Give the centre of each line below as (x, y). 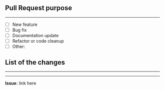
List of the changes (35, 62)
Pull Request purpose (39, 8)
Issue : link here (21, 83)
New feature (25, 24)
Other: (19, 46)
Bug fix (19, 30)
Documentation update (35, 35)
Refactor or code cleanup (38, 41)
